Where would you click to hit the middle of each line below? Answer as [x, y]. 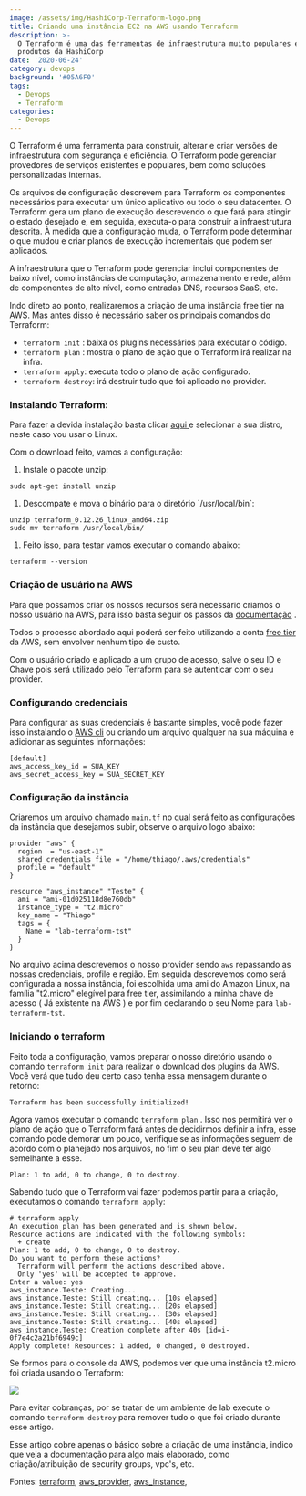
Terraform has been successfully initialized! [99, 1102]
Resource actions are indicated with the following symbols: [128, 1234]
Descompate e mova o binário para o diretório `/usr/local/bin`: [138, 504]
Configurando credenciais [69, 702]
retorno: [25, 1085]
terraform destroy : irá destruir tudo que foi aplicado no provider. [144, 382]
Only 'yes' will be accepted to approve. [97, 1274]
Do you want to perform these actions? [85, 1258]
